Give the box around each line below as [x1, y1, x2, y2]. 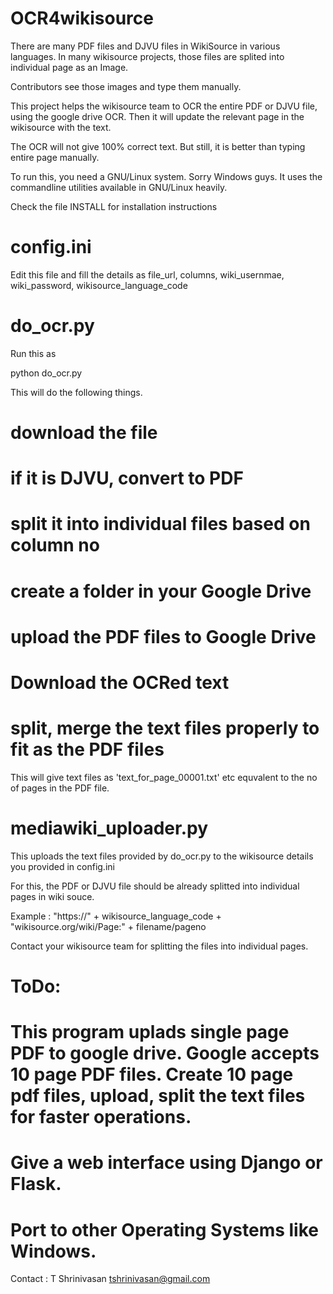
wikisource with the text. [10, 121, 112, 133]
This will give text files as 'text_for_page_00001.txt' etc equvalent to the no [10, 771, 318, 783]
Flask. [10, 1173, 62, 1196]
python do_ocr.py [10, 367, 83, 379]
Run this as [10, 347, 57, 359]
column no [10, 534, 100, 557]
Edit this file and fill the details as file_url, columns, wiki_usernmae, [10, 268, 285, 281]
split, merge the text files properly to [10, 717, 320, 740]
